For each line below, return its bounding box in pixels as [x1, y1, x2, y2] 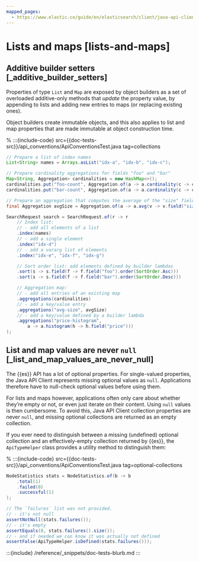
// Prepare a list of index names [6, 154, 92, 160]
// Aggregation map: [17, 285, 68, 291]
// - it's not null [6, 511, 54, 518]
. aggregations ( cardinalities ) [17, 296, 92, 302]
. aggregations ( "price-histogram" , [17, 318, 102, 324]
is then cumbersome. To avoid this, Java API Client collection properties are [6, 407, 191, 414]
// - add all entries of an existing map [17, 290, 120, 296]
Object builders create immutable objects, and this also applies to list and [6, 119, 185, 126]
